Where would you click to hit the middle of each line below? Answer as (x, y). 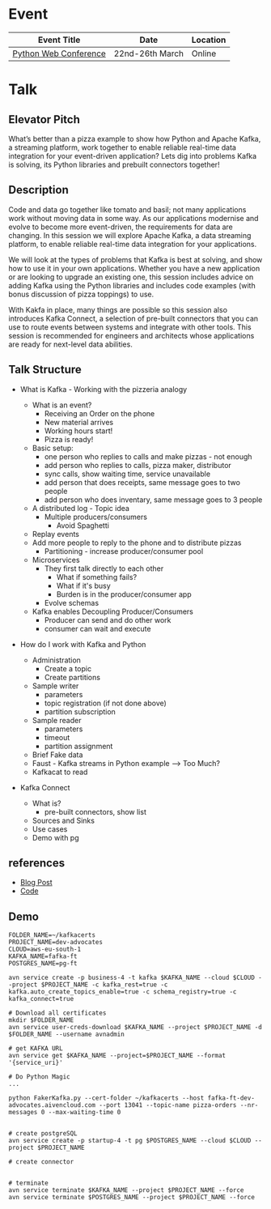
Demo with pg (55, 837)
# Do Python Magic (39, 1077)
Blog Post (36, 883)
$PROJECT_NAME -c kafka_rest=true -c (104, 985)
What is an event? (62, 405)
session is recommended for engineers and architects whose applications (131, 335)
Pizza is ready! (69, 439)
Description (38, 190)
